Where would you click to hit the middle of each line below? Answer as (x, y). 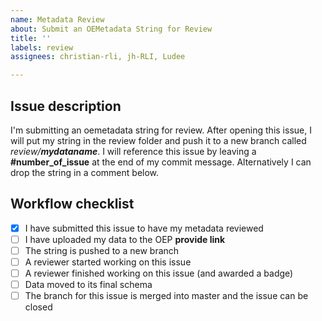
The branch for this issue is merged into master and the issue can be (166, 296)
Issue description (66, 106)
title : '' (31, 38)
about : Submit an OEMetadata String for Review (111, 29)
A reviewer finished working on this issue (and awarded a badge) (159, 273)
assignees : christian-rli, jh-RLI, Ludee (98, 57)
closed (38, 307)
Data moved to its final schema (88, 285)
